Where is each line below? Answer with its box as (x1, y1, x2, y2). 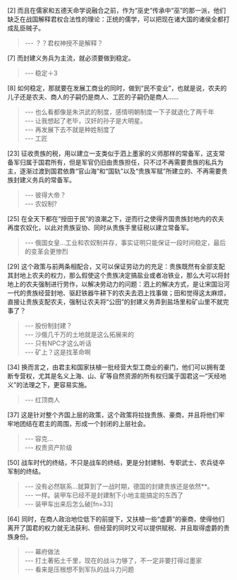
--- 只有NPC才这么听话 (24, 339, 92, 348)
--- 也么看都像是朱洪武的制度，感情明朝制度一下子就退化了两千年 (24, 108, 215, 116)
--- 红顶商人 (24, 396, 61, 404)
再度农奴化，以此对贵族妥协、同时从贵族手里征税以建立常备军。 (7, 223, 193, 232)
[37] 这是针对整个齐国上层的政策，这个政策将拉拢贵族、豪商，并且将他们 (7, 410, 219, 419)
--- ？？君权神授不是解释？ (24, 39, 104, 47)
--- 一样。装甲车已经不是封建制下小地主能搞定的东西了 (24, 491, 184, 499)
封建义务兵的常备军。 (13, 176, 75, 184)
